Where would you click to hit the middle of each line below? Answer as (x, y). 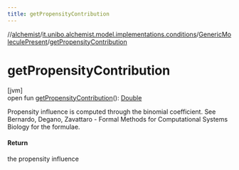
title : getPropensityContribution (59, 14)
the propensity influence (43, 159)
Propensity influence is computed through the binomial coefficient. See (112, 112)
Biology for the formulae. (44, 127)
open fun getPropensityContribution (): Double (75, 97)
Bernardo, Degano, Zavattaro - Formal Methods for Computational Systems (118, 119)
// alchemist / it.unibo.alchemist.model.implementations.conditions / (103, 34)
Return (18, 143)
